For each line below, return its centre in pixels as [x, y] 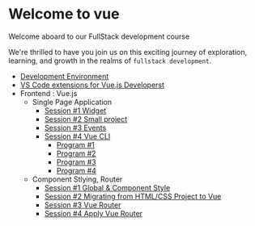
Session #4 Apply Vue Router [93, 213]
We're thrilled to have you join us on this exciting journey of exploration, [128, 52]
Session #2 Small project [86, 119]
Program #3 [76, 161]
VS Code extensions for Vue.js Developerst [92, 85]
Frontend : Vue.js [49, 93]
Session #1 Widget [75, 111]
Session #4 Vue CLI [77, 136]
